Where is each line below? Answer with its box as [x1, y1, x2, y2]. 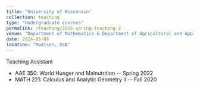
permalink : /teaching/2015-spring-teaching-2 [6, 25, 121, 31]
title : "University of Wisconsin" [6, 8, 92, 15]
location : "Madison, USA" [6, 42, 70, 48]
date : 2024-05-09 [6, 36, 49, 42]
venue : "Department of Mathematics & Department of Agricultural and [6, 31, 183, 37]
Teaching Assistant [6, 58, 54, 65]
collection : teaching [6, 14, 60, 20]
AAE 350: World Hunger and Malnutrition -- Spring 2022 [14, 69, 154, 77]
